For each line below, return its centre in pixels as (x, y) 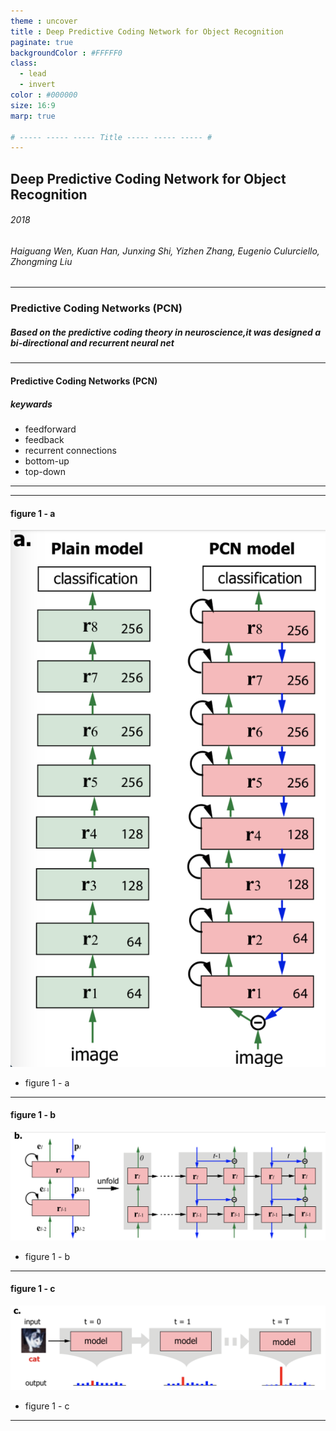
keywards (31, 404)
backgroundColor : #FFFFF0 (66, 53)
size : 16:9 (33, 105)
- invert (37, 85)
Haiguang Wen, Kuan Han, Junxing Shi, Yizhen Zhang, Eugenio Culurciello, (165, 251)
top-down (45, 471)
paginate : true (42, 42)
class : (24, 63)
